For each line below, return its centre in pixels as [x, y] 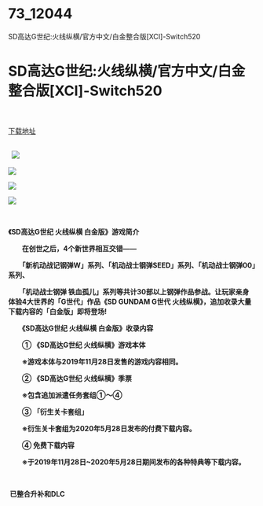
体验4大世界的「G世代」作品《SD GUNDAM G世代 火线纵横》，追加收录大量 [130, 301]
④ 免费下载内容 [48, 445]
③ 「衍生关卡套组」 [55, 412]
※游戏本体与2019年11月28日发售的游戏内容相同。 [102, 361]
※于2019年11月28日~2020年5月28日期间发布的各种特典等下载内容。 [133, 462]
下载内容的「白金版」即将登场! [58, 311]
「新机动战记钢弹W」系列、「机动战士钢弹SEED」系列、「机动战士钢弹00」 [139, 265]
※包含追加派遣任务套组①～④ [72, 395]
